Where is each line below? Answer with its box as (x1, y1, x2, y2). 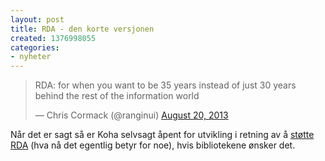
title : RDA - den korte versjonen (10, 24, 155, 34)
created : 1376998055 (10, 33, 97, 43)
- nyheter (10, 52, 52, 62)
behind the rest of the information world (34, 90, 200, 102)
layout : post (10, 14, 65, 25)
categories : (10, 42, 60, 53)
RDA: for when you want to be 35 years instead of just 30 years (34, 79, 297, 91)
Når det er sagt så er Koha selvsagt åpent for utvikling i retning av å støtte (10, 129, 315, 141)
